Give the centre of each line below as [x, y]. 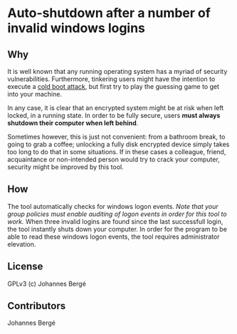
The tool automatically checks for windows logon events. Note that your [113, 206]
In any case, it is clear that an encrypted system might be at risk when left [116, 108]
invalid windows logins [77, 28]
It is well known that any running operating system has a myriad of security [117, 71]
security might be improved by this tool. [65, 167]
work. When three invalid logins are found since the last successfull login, [115, 221]
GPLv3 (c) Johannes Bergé [47, 284]
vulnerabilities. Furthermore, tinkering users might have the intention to [111, 79]
